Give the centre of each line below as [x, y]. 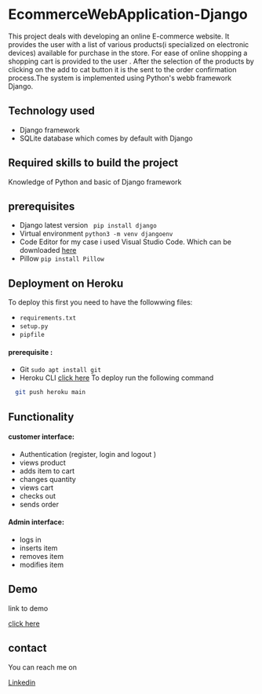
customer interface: [41, 436]
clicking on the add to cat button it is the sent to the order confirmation [122, 69]
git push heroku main [51, 393]
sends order [39, 504]
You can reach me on [42, 667]
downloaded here [48, 250]
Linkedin [22, 682]
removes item [42, 557]
